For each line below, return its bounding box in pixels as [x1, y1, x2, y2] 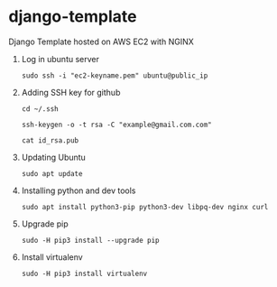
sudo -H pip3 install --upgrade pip [21, 236, 160, 245]
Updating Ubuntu [21, 152, 87, 162]
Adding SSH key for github [21, 87, 121, 97]
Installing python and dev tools [21, 185, 136, 196]
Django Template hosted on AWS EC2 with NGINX [8, 36, 195, 47]
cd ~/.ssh [21, 104, 60, 114]
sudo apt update [21, 169, 83, 178]
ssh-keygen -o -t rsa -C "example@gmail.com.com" [21, 120, 213, 129]
